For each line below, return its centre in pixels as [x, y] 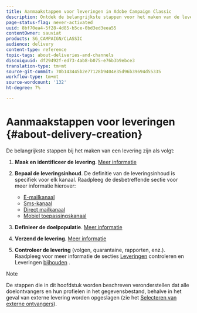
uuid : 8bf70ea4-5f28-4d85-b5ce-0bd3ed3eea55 [61, 28]
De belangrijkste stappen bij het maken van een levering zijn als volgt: [90, 151]
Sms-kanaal [38, 203]
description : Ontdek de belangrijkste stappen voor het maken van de [93, 17]
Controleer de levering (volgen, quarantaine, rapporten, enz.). [90, 250]
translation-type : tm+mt [36, 66]
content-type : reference [36, 50]
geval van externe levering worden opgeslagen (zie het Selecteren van [91, 297]
